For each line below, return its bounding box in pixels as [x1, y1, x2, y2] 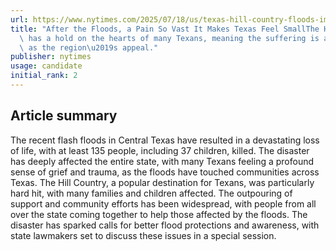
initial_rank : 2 [10, 71, 78, 81]
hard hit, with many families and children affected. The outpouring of [10, 187, 293, 199]
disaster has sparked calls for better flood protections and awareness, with [10, 219, 320, 231]
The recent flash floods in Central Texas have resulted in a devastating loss [10, 134, 320, 146]
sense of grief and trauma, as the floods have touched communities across [10, 166, 320, 178]
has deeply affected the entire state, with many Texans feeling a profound [10, 155, 315, 167]
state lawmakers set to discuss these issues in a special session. [10, 229, 277, 241]
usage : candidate [10, 61, 83, 71]
